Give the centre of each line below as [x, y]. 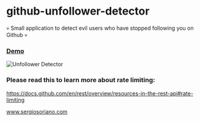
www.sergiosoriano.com [37, 111]
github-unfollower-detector [78, 11]
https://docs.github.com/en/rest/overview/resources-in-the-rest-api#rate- [100, 93]
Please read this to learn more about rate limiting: [81, 80]
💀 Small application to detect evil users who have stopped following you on [100, 28]
